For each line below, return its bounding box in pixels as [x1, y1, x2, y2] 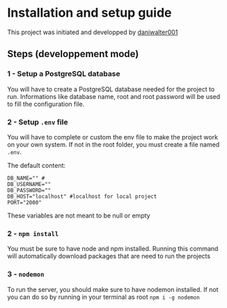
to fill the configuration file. [7, 100, 85, 108]
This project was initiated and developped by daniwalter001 [7, 28, 178, 36]
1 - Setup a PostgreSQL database [7, 69, 120, 79]
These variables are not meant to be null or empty [7, 211, 151, 220]
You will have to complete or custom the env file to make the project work [7, 132, 218, 141]
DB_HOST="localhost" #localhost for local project [7, 193, 157, 200]
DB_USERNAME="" [7, 180, 52, 187]
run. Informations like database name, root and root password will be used [7, 92, 221, 100]
